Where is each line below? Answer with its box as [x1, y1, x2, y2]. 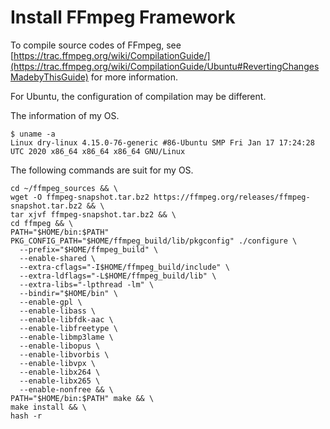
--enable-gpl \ [19, 297, 83, 307]
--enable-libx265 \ [19, 376, 101, 386]
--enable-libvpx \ [19, 358, 97, 368]
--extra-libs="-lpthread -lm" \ [19, 279, 155, 290]
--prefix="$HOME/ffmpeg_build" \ [19, 244, 159, 255]
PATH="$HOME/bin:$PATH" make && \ [10, 393, 155, 403]
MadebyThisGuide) [10, 71, 89, 83]
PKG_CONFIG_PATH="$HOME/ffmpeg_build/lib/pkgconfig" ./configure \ [10, 236, 298, 246]
